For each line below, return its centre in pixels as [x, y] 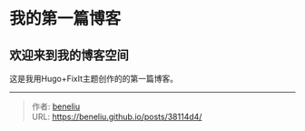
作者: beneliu [56, 106]
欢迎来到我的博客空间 [69, 55]
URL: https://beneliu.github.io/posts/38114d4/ [117, 116]
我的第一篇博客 [65, 19]
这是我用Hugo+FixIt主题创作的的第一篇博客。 [94, 79]
